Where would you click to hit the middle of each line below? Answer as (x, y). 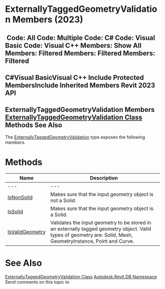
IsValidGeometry (27, 232)
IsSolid (15, 212)
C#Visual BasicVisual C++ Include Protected (74, 77)
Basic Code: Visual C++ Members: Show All (73, 45)
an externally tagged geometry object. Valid (101, 229)
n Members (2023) (44, 19)
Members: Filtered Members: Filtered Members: (80, 53)
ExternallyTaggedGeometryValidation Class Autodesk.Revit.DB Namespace (81, 277)
